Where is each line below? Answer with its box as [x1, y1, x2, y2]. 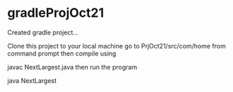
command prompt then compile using [7, 49, 116, 58]
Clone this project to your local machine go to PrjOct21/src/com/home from [7, 41, 226, 50]
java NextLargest [7, 76, 57, 85]
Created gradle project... [7, 28, 79, 37]
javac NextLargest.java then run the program [7, 63, 138, 71]
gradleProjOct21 [7, 5, 104, 21]
